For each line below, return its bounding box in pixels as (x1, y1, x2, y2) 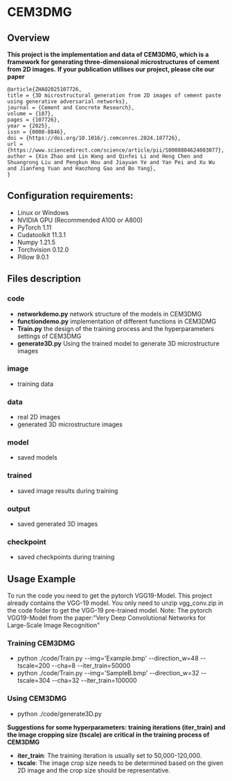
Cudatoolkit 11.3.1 (17, 230, 66, 239)
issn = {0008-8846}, (7, 129, 67, 136)
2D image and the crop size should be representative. (17, 766, 171, 774)
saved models (17, 453, 57, 462)
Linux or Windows (17, 208, 69, 216)
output (7, 504, 30, 513)
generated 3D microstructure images (17, 420, 123, 428)
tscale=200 (17, 661, 51, 670)
